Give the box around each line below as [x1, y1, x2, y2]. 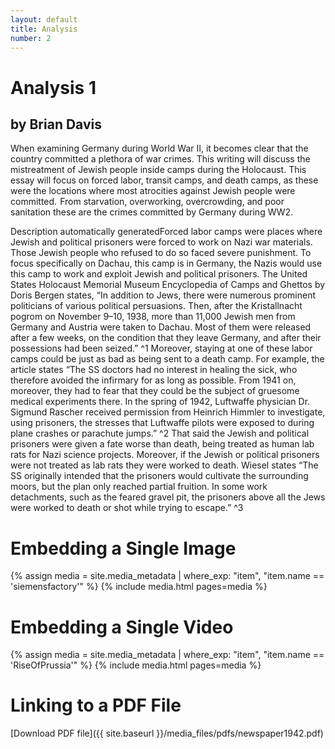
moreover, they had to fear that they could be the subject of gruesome [10, 385, 300, 397]
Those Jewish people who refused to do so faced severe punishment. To [10, 247, 312, 259]
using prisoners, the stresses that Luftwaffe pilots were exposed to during [10, 417, 315, 429]
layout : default [10, 14, 78, 25]
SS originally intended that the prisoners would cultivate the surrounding [10, 470, 309, 482]
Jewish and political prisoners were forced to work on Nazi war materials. [10, 236, 313, 248]
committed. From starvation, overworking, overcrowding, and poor [10, 196, 285, 208]
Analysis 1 [10, 76, 97, 99]
